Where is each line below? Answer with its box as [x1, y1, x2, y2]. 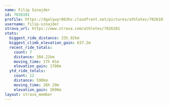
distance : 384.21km [14, 54, 55, 60]
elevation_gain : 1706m [14, 64, 62, 69]
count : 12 [14, 73, 35, 78]
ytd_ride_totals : [9, 69, 46, 74]
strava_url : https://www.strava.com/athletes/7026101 [5, 26, 121, 31]
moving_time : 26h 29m [14, 82, 59, 87]
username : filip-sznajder [5, 21, 59, 27]
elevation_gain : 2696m [14, 87, 62, 92]
